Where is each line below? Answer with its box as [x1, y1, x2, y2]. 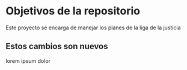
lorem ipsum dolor [5, 57, 51, 64]
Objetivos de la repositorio [5, 4, 141, 18]
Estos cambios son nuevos [5, 41, 108, 51]
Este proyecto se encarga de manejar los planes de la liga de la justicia [5, 24, 181, 31]
